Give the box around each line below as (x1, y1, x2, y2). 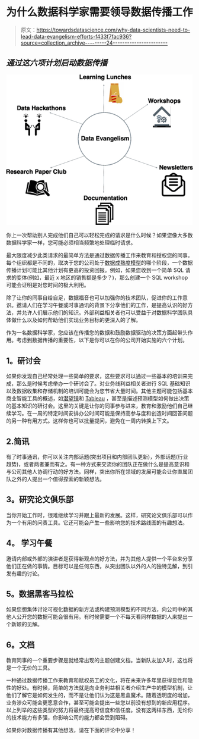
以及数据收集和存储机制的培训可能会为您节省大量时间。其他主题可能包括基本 (6, 387, 193, 394)
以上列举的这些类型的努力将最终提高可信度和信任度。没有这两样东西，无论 (6, 706, 188, 714)
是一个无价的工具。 (6, 664, 53, 671)
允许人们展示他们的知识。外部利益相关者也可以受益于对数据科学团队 (21, 309, 188, 316)
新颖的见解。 (11, 621, 43, 628)
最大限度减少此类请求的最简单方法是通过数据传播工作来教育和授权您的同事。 (6, 252, 193, 259)
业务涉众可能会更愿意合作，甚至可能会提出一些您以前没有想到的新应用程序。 (6, 699, 193, 706)
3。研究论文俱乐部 (6, 494, 74, 505)
